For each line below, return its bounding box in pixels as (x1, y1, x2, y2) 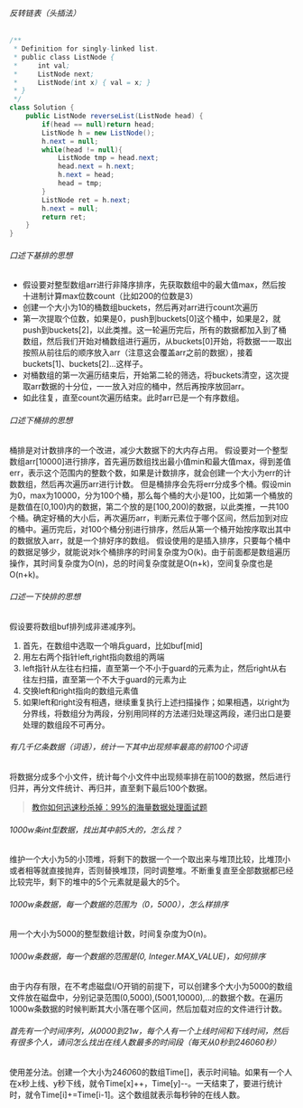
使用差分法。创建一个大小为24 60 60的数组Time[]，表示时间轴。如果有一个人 (9, 1066, 293, 1077)
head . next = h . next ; (57, 162, 135, 171)
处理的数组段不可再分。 (22, 718, 110, 730)
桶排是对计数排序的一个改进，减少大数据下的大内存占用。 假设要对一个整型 (9, 445, 289, 455)
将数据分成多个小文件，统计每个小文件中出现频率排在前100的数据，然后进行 (9, 772, 291, 783)
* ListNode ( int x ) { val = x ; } (13, 78, 151, 87)
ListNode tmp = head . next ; (57, 154, 160, 163)
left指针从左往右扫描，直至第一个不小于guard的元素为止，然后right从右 (22, 662, 287, 673)
